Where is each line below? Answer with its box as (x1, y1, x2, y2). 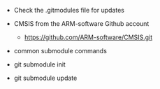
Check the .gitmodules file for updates (13, 6, 124, 14)
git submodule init (13, 60, 66, 69)
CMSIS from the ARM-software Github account (13, 20, 150, 27)
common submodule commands (13, 47, 107, 55)
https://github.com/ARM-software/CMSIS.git (24, 33, 152, 41)
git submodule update (13, 74, 78, 82)
